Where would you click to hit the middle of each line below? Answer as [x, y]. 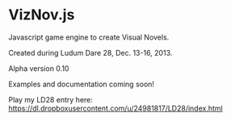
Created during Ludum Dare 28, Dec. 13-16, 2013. [90, 52]
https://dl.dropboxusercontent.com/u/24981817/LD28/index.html [116, 108]
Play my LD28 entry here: [50, 99]
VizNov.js [42, 15]
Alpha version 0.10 [39, 68]
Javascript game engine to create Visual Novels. [89, 37]
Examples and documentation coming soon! [82, 84]
